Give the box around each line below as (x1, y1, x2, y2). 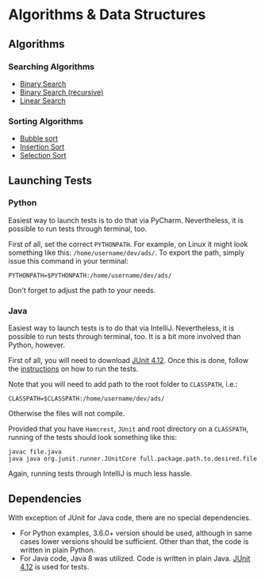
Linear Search (19, 95, 66, 105)
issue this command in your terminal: (8, 256, 129, 265)
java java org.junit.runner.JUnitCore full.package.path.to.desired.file (8, 455, 258, 463)
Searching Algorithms (8, 61, 95, 72)
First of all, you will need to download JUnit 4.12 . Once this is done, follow (8, 356, 248, 365)
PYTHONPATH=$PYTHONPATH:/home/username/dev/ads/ (8, 272, 172, 280)
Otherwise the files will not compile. (8, 409, 125, 419)
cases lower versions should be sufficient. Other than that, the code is (19, 536, 249, 546)
